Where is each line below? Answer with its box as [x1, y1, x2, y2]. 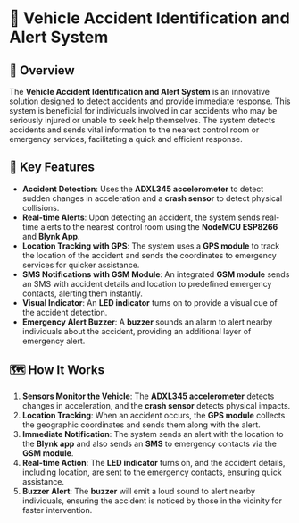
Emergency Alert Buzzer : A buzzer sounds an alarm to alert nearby [21, 316, 273, 327]
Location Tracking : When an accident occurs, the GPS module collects [21, 409, 286, 420]
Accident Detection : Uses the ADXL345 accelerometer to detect [21, 183, 264, 194]
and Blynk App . [21, 231, 80, 241]
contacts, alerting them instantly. [21, 288, 143, 299]
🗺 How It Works [9, 362, 105, 378]
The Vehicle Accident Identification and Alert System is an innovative [9, 87, 270, 97]
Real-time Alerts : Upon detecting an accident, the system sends [21, 212, 261, 223]
